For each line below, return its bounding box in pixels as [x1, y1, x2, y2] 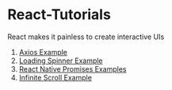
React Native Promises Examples [18, 64, 127, 73]
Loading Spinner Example [18, 56, 104, 65]
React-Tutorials [7, 6, 112, 24]
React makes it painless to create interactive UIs [7, 32, 165, 41]
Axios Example [18, 47, 68, 57]
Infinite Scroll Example [18, 72, 93, 82]
